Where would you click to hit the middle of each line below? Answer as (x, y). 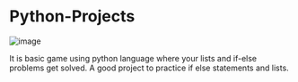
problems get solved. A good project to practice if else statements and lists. (149, 68)
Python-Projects (72, 16)
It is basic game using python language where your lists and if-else (133, 58)
